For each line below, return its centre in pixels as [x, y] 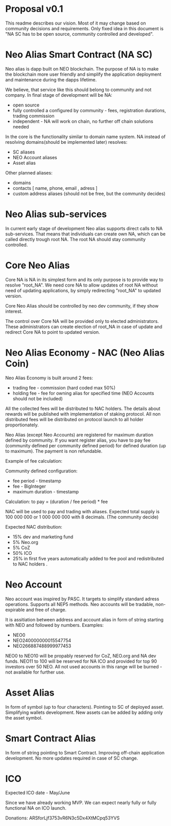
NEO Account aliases [35, 157]
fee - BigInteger [29, 486]
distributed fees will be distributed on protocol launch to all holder [75, 419]
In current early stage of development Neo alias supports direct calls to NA [84, 228]
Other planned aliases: [29, 172]
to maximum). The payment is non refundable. [54, 451]
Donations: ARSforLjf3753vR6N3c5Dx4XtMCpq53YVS [63, 818]
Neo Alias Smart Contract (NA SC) [79, 55]
